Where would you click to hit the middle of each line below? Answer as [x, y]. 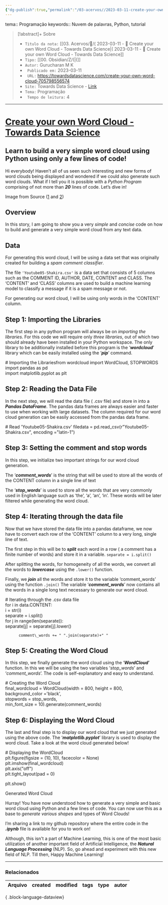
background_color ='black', [33, 694]
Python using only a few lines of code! [66, 159]
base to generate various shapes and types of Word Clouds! [67, 814]
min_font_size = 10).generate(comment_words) [53, 704]
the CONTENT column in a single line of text [50, 480]
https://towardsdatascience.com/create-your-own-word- [96, 75]
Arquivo [17, 885]
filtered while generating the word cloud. [47, 501]
